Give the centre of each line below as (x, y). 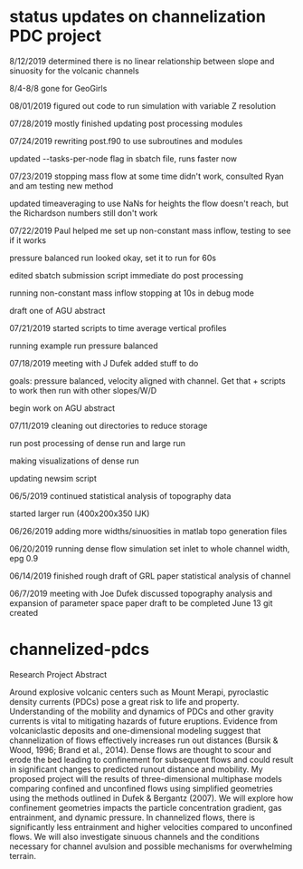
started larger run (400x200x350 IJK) (80, 513)
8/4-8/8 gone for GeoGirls (58, 88)
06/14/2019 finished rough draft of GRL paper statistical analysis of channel (150, 576)
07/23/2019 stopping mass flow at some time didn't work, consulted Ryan (147, 176)
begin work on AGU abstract (62, 408)
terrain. (23, 855)
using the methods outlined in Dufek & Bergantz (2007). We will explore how (151, 798)
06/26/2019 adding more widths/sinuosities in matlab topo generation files (148, 531)
